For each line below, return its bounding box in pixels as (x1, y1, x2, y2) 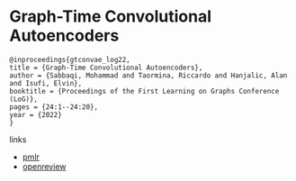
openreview (22, 160, 67, 172)
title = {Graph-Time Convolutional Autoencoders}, (9, 63, 203, 72)
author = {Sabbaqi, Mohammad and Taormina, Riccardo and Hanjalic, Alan (9, 70, 288, 80)
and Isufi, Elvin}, (9, 78, 83, 87)
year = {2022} (9, 110, 63, 119)
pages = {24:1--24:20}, (9, 102, 99, 112)
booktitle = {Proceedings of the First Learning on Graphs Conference (9, 86, 280, 95)
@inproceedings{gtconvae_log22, (9, 55, 130, 64)
